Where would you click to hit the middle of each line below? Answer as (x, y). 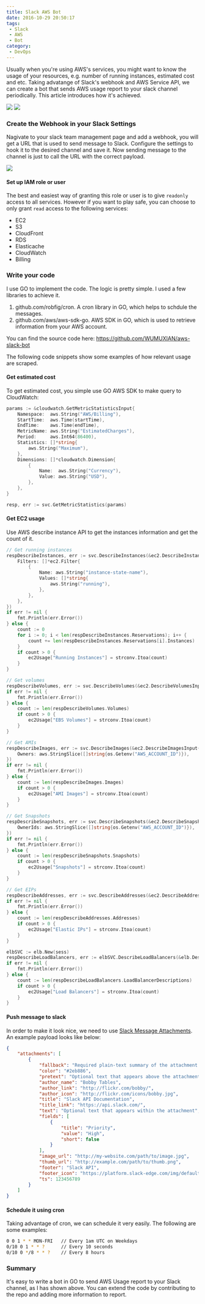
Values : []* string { (63, 579)
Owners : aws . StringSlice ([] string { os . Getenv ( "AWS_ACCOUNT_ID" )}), (103, 754)
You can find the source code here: (51, 338)
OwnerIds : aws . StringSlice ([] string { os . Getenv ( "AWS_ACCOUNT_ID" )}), (106, 828)
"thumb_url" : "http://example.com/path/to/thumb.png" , (110, 1162)
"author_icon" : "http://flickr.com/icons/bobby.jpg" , (109, 1094)
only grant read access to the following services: (67, 209)
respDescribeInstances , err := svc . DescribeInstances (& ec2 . (85, 555)
